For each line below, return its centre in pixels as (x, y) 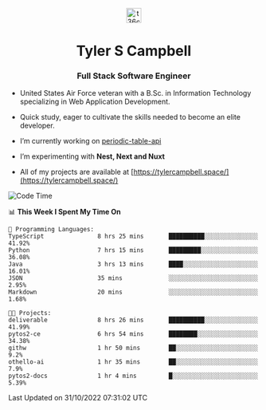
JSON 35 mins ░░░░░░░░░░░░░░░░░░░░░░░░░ (133, 278)
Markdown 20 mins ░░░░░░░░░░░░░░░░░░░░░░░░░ (133, 292)
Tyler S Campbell (134, 51)
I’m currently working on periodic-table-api (90, 141)
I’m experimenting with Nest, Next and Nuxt (92, 156)
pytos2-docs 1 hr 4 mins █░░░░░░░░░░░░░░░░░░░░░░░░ (133, 376)
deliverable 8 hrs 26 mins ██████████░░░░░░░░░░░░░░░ (133, 320)
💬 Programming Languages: (51, 230)
